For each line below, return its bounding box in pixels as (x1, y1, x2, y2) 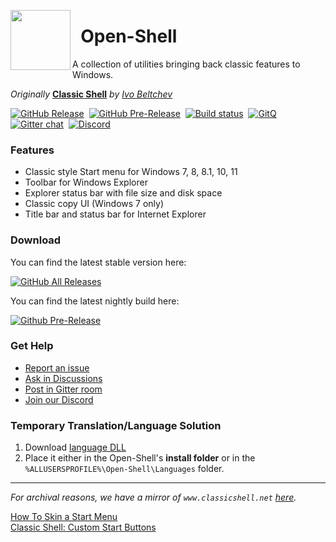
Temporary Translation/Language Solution (10, 418, 222, 432)
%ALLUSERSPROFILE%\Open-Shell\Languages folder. (24, 463, 225, 475)
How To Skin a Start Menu (10, 511, 118, 523)
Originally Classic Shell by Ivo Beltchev (10, 88, 173, 100)
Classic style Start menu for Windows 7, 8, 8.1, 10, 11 (24, 166, 238, 178)
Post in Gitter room (24, 383, 103, 395)
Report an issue (24, 361, 90, 374)
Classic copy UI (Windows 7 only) (24, 198, 165, 210)
